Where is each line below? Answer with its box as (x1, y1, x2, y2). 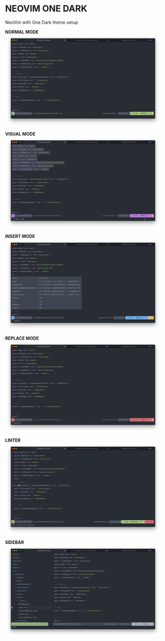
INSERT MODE (5, 233, 36, 239)
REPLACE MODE (5, 335, 40, 341)
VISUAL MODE (5, 131, 36, 137)
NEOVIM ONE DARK (5, 3, 87, 14)
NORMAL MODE (5, 29, 39, 35)
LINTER (5, 437, 21, 443)
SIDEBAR (5, 540, 24, 546)
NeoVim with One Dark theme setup (5, 19, 78, 25)
